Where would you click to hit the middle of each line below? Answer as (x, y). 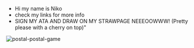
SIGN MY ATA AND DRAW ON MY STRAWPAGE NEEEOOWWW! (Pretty (101, 21)
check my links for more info (50, 15)
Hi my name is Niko (38, 9)
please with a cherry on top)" (50, 27)
